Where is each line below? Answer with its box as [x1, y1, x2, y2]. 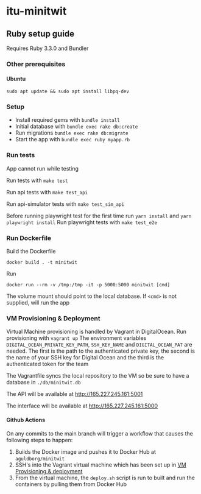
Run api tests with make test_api [6, 188, 88, 196]
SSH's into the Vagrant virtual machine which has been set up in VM [15, 461, 187, 468]
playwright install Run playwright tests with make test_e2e [6, 218, 157, 226]
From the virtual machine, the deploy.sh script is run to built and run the [15, 474, 195, 481]
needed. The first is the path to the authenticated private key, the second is [6, 347, 195, 355]
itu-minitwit [6, 4, 67, 18]
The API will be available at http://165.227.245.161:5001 [6, 390, 143, 398]
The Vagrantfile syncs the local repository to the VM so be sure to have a [6, 372, 189, 379]
